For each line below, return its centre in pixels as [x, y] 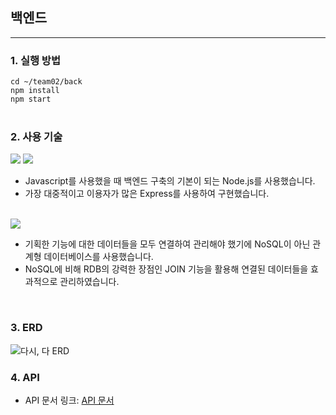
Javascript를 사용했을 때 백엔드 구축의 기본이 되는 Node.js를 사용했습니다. [170, 181]
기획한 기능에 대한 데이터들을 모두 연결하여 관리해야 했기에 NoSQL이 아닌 [167, 244]
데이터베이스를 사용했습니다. [98, 257]
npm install [35, 91]
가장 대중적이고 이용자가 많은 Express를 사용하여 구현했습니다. [147, 194]
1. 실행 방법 [35, 60]
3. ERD [26, 328]
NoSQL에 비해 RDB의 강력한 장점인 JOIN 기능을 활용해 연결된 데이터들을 [166, 269]
